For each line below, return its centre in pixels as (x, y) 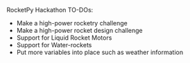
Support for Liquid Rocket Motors (64, 38)
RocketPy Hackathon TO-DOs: (50, 10)
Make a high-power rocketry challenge (72, 23)
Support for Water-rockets (54, 45)
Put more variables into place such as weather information (100, 52)
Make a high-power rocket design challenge (79, 30)
